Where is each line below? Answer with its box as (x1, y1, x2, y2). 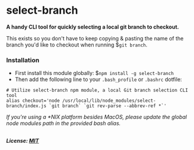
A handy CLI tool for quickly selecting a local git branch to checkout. (6, 23, 179, 30)
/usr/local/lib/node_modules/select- (62, 98, 156, 104)
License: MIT (6, 137, 39, 144)
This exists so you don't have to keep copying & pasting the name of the (6, 35, 184, 42)
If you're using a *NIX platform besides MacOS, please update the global (6, 114, 187, 121)
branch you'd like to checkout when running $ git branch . (6, 41, 147, 48)
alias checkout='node (6, 98, 60, 104)
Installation (6, 56, 40, 64)
